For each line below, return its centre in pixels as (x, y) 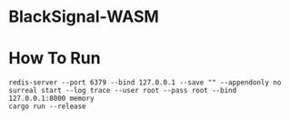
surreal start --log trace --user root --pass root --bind (123, 91)
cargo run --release (48, 106)
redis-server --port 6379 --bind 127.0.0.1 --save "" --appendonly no (145, 83)
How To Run (55, 59)
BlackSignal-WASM (84, 17)
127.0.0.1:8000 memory (51, 99)
